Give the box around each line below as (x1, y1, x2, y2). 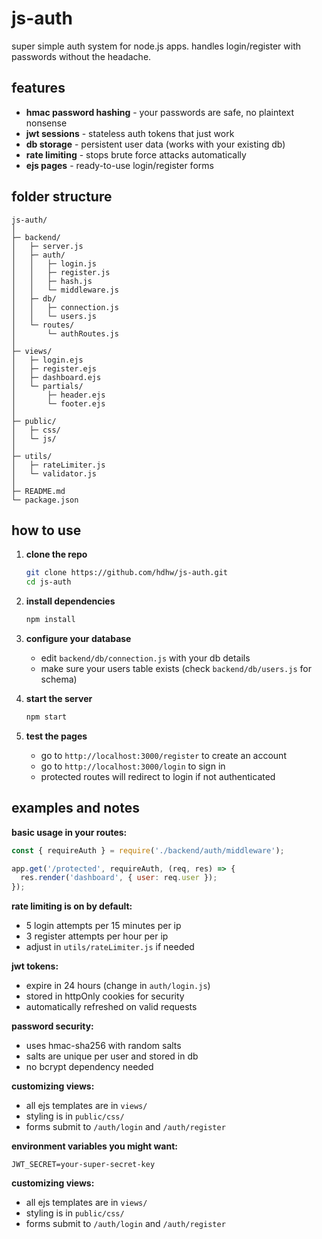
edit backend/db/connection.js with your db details (40, 652, 251, 664)
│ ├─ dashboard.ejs (11, 372, 102, 382)
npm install (25, 615, 76, 625)
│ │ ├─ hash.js (11, 276, 93, 286)
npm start (25, 712, 68, 722)
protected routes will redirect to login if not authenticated (40, 770, 276, 782)
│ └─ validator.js (11, 468, 98, 479)
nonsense (25, 117, 68, 129)
